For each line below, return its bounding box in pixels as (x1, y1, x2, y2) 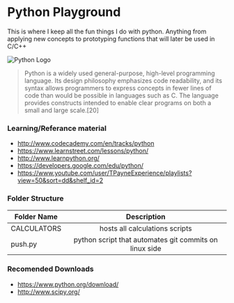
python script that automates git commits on (73, 235, 218, 244)
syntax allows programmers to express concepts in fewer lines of (24, 84, 212, 92)
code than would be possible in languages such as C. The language (24, 91, 219, 100)
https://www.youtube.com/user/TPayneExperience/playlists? (17, 169, 192, 178)
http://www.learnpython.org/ (17, 154, 100, 162)
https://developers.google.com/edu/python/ (17, 162, 144, 170)
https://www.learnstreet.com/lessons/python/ (17, 147, 149, 155)
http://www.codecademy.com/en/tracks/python (17, 139, 155, 148)
